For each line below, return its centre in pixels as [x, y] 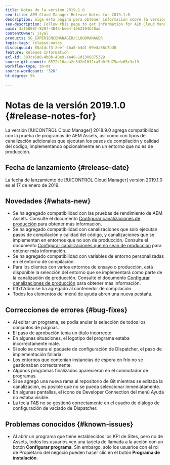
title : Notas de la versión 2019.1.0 [45, 10]
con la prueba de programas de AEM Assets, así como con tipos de [75, 135]
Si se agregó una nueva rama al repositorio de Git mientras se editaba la [88, 381]
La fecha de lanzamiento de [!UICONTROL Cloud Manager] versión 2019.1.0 [84, 180]
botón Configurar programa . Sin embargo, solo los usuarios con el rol [86, 447]
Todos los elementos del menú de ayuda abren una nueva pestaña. [82, 294]
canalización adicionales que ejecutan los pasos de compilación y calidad [82, 141]
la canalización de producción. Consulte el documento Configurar [81, 278]
